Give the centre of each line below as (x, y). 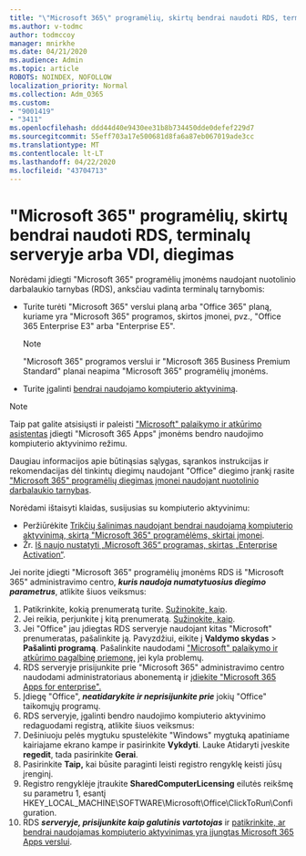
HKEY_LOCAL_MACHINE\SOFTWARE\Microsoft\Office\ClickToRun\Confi (158, 803)
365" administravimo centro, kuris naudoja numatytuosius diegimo (138, 582)
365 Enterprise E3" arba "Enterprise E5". (99, 326)
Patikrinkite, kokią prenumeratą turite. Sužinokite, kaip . (125, 609)
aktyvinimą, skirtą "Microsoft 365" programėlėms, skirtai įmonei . (143, 535)
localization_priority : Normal (69, 86)
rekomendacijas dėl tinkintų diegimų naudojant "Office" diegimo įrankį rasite (152, 471)
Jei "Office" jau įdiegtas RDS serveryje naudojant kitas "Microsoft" (148, 629)
